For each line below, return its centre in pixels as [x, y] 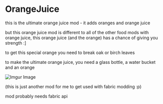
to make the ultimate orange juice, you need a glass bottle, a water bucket [80, 62]
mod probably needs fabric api [37, 96]
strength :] [16, 43]
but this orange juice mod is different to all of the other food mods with [77, 32]
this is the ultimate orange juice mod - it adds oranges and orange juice [78, 23]
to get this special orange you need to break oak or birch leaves [70, 52]
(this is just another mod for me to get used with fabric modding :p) [73, 86]
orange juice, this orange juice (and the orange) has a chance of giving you [81, 38]
